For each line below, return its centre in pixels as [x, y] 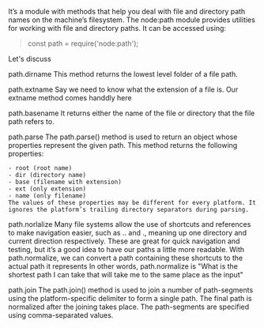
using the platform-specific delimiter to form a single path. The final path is [130, 298]
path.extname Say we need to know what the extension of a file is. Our [123, 89]
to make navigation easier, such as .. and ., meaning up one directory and [128, 233]
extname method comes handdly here [70, 98]
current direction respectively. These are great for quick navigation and [124, 241]
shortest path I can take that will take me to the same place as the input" [126, 275]
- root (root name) [40, 168]
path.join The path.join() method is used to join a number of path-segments [131, 290]
